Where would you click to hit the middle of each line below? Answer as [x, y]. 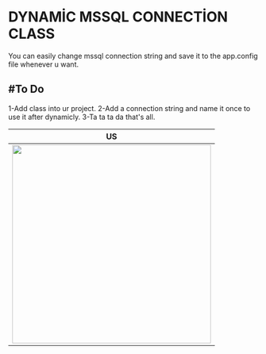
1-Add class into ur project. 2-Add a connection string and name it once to [129, 108]
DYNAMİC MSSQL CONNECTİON [118, 17]
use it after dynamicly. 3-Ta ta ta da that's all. [82, 117]
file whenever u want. [44, 64]
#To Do [26, 89]
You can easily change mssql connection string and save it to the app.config [133, 56]
